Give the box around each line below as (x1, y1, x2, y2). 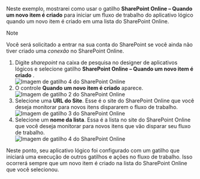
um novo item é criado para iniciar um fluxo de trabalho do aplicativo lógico (6, 11, 193, 19)
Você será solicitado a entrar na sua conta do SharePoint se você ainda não (6, 41, 193, 48)
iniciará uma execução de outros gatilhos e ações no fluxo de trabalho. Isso (6, 153, 193, 160)
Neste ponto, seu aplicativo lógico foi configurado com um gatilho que (6, 147, 180, 154)
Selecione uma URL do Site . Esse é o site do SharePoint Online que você (14, 97, 195, 104)
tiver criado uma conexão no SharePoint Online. (6, 47, 125, 54)
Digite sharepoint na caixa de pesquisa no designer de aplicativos (14, 59, 178, 66)
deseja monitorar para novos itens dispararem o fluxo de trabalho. (14, 104, 178, 110)
